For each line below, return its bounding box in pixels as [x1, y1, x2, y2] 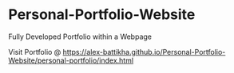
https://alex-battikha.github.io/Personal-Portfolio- [62, 47, 226, 56]
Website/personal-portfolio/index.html [8, 56, 134, 65]
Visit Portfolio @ [8, 47, 61, 56]
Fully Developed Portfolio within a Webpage [8, 32, 153, 41]
